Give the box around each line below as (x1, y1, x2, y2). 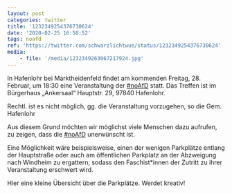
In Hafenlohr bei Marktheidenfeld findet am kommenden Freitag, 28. (7, 74, 201, 82)
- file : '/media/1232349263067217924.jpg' (19, 55, 144, 62)
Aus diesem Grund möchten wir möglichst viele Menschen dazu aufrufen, (7, 122, 217, 131)
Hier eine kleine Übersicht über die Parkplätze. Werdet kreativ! (7, 179, 186, 187)
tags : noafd (7, 36, 42, 43)
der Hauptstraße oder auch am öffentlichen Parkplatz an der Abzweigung (7, 151, 217, 159)
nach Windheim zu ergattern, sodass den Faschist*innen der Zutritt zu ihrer (7, 158, 223, 166)
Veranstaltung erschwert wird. (7, 165, 93, 173)
